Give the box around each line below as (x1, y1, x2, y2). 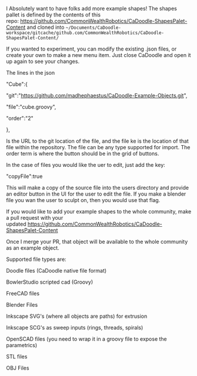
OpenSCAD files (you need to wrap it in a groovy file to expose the (6, 335, 168, 343)
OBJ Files (6, 364, 29, 371)
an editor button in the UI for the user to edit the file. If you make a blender (6, 190, 186, 197)
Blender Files (6, 301, 38, 308)
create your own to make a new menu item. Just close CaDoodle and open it (6, 52, 191, 58)
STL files (6, 353, 28, 360)
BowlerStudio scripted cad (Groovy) (6, 278, 94, 286)
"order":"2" (6, 115, 34, 122)
